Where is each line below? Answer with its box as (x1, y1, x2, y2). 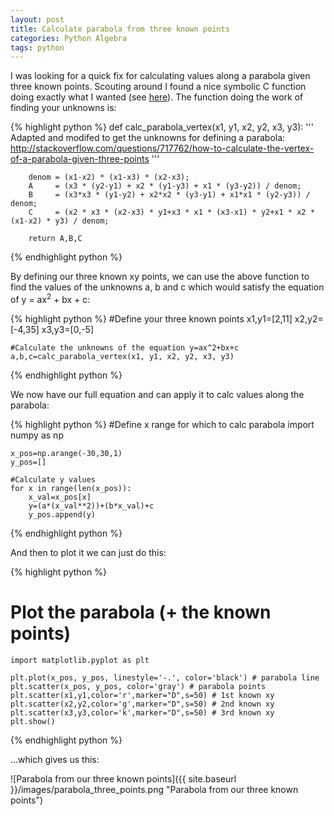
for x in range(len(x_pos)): (10, 483, 132, 493)
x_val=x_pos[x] (28, 492, 92, 502)
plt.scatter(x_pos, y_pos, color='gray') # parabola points (10, 681, 267, 691)
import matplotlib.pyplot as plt (10, 655, 150, 665)
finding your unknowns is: (10, 102, 117, 114)
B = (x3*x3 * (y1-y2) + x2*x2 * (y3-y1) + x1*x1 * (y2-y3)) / (28, 190, 311, 200)
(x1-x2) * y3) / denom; (10, 216, 110, 226)
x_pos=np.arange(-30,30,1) (10, 448, 123, 458)
